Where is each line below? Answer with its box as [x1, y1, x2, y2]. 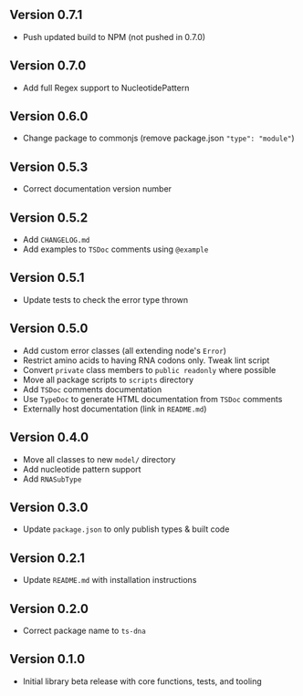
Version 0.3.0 [9, 499, 89, 514]
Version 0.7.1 [9, 7, 83, 23]
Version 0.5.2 [9, 210, 89, 225]
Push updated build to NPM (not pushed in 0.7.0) [22, 31, 206, 42]
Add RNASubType [22, 473, 82, 484]
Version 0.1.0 [9, 651, 86, 667]
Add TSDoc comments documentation [22, 383, 162, 395]
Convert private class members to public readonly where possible [22, 364, 277, 375]
